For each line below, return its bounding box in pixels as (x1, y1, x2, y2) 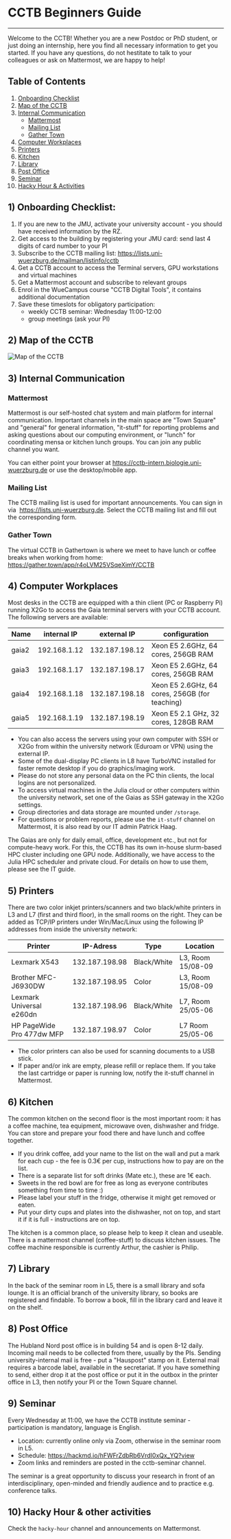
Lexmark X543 (11, 957, 60, 967)
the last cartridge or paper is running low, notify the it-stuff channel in (17, 1069, 215, 1078)
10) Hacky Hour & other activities (8, 1506, 151, 1518)
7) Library (8, 1263, 50, 1275)
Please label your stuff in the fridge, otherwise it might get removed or (17, 1194, 217, 1202)
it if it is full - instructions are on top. (17, 1216, 121, 1224)
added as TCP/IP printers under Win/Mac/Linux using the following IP (8, 918, 204, 926)
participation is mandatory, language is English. (8, 1423, 142, 1431)
